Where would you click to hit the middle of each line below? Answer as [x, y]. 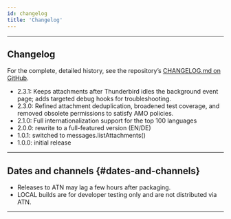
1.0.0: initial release [44, 143]
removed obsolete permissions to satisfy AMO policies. [95, 114]
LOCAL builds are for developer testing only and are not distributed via [117, 195]
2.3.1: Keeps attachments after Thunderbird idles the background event [118, 92]
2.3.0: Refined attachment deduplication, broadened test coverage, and [118, 106]
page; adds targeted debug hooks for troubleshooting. [94, 99]
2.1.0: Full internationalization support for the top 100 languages [107, 121]
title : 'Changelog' [35, 20]
